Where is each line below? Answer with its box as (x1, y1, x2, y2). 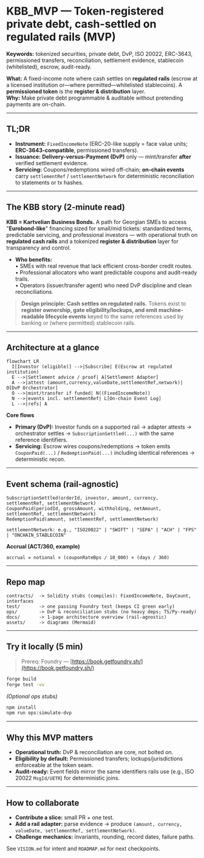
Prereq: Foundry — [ (21, 658, 73, 665)
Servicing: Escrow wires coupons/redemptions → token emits (15, 443, 171, 450)
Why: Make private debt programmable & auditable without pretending (6, 94, 183, 101)
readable (21, 313, 44, 320)
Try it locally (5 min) (6, 642, 84, 652)
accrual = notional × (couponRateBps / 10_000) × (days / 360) (6, 554, 170, 561)
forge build (6, 676, 36, 682)
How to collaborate (6, 797, 80, 808)
